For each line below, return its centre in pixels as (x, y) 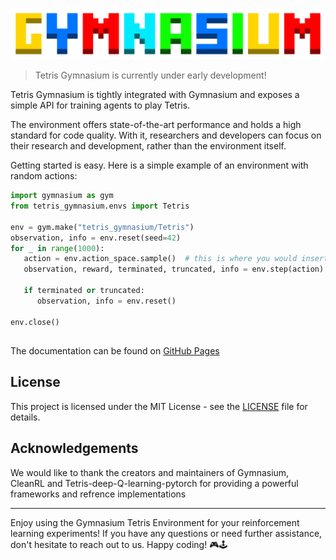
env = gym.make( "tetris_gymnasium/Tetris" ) (102, 227)
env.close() (35, 322)
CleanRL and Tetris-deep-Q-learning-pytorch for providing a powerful (154, 483)
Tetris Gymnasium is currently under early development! (150, 75)
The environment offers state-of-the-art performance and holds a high (156, 125)
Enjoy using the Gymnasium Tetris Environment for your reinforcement (155, 522)
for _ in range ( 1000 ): (57, 248)
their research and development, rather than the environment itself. (148, 146)
